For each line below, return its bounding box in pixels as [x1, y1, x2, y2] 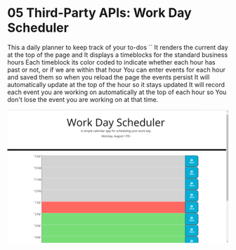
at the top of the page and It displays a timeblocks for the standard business [7, 51, 228, 59]
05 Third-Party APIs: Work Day [7, 5, 192, 21]
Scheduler [7, 20, 69, 36]
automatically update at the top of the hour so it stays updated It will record [7, 80, 225, 88]
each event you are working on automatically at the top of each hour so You [7, 88, 227, 96]
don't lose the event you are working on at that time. [7, 95, 159, 103]
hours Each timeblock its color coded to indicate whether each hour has [7, 58, 216, 66]
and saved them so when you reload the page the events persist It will [7, 72, 210, 81]
